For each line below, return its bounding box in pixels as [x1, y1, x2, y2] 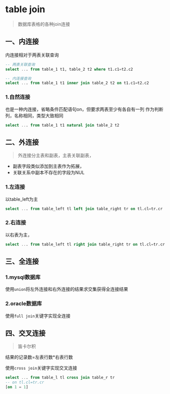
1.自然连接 [5, 94, 31, 101]
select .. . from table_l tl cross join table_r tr [5, 375, 115, 380]
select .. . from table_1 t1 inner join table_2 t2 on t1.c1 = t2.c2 [5, 80, 149, 86]
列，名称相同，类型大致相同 [5, 112, 64, 118]
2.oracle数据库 [5, 300, 42, 307]
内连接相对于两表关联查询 [5, 52, 59, 58]
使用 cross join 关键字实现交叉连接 [5, 365, 77, 371]
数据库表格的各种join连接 [17, 21, 70, 27]
